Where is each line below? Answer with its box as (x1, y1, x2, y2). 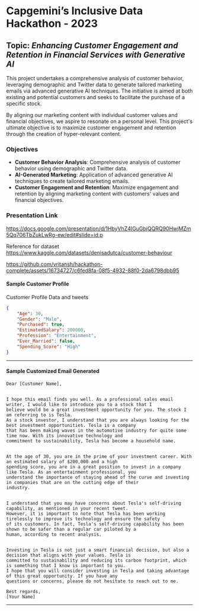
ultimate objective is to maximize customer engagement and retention (6, 124, 176, 131)
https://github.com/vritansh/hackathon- (6, 260, 103, 268)
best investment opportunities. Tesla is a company (6, 422, 136, 428)
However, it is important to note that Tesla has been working (6, 511, 166, 517)
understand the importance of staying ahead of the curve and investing (6, 474, 190, 480)
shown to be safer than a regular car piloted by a (6, 526, 136, 532)
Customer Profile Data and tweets (6, 293, 89, 300)
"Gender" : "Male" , (17, 316, 62, 322)
